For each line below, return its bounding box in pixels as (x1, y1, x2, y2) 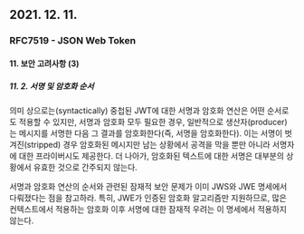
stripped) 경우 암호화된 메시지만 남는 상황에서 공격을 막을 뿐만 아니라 (26, 139, 271, 150)
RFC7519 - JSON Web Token (9, 34, 137, 47)
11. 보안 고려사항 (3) (9, 58, 80, 69)
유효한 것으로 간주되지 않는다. (33, 161, 138, 172)
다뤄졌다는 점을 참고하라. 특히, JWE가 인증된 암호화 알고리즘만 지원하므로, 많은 (9, 192, 287, 203)
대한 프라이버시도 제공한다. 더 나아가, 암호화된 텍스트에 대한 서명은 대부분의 (18, 150, 285, 161)
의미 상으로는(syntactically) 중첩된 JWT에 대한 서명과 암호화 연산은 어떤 (9, 104, 265, 116)
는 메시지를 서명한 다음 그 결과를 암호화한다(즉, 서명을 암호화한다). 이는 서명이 (9, 127, 283, 139)
